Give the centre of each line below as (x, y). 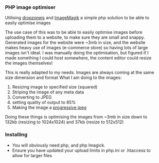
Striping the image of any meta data (48, 92)
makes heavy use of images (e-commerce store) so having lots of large (77, 48)
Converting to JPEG (32, 97)
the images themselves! (29, 63)
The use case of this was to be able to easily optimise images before (74, 32)
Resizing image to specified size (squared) (55, 87)
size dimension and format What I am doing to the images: (63, 78)
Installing (16, 134)
